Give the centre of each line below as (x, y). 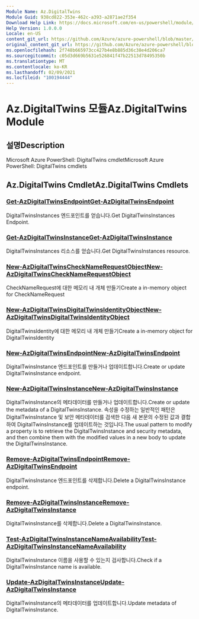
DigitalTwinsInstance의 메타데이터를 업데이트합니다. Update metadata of (91, 603)
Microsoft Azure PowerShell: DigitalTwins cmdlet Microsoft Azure (85, 160)
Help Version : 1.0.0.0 (34, 28)
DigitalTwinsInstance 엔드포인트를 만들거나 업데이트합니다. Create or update (96, 366)
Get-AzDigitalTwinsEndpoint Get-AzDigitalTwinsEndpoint (90, 202)
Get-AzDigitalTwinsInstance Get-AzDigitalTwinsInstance (89, 237)
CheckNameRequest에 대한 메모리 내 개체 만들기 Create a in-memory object (96, 288)
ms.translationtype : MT (36, 61)
